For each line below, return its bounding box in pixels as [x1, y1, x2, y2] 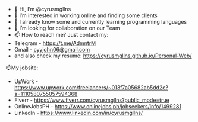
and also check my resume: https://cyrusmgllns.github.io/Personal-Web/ [14, 52, 192, 59]
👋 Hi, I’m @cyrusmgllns [14, 6, 71, 12]
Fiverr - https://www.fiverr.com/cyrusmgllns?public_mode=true [14, 97, 170, 104]
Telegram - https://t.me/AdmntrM [14, 40, 96, 47]
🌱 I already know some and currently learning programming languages [14, 18, 187, 25]
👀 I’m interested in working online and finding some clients [14, 12, 158, 19]
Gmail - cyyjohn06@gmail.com [14, 46, 90, 53]
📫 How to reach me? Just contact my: [14, 31, 109, 38]
